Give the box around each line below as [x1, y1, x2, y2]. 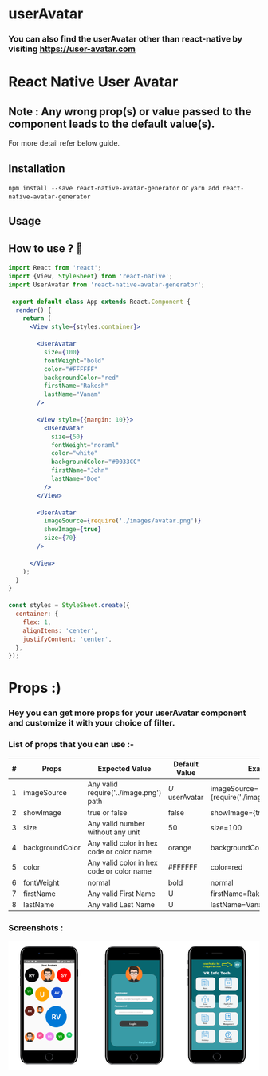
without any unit [87, 827, 140, 837]
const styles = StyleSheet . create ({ [8, 602, 130, 610]
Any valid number [87, 818, 145, 828]
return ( [22, 314, 52, 322]
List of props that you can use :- [8, 739, 134, 750]
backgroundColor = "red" [43, 374, 120, 382]
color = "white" [50, 450, 98, 458]
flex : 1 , [22, 618, 52, 626]
